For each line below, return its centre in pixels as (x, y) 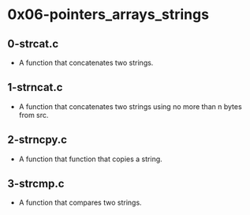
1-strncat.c (35, 87)
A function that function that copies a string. (90, 159)
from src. (34, 115)
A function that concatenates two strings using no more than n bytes (130, 106)
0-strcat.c (33, 44)
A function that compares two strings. (80, 202)
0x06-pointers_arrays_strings (108, 15)
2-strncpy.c (37, 140)
